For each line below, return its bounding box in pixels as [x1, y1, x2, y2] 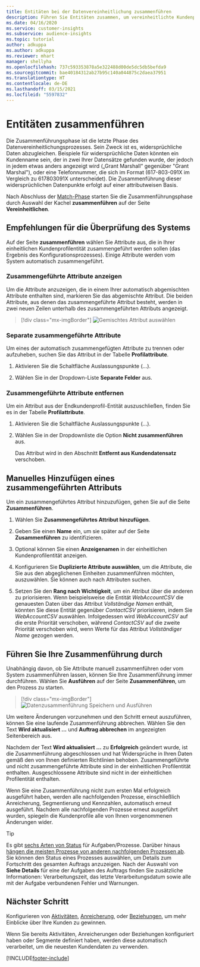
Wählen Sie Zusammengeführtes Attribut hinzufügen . [14, 516, 151, 524]
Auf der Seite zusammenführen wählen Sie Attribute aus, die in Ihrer [6, 239, 175, 246]
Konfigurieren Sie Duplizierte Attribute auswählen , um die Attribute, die [14, 564, 192, 571]
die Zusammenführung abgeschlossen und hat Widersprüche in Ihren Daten [6, 750, 192, 758]
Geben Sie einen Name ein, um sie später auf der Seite [14, 528, 150, 535]
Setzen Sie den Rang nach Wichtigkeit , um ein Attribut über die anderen [14, 587, 193, 595]
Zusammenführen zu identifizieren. [14, 534, 103, 542]
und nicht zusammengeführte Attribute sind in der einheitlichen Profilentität [6, 763, 191, 770]
